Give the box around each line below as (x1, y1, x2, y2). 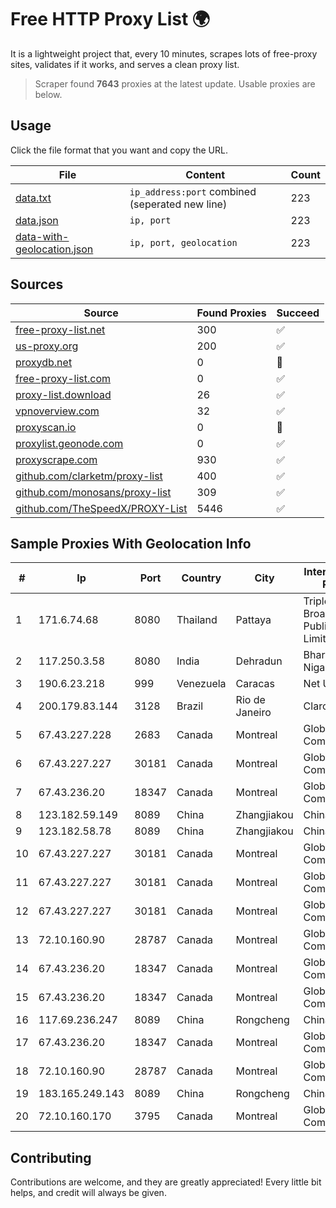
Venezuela (176, 677, 227, 691)
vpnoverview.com (15, 404, 100, 418)
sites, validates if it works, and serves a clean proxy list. (10, 58, 240, 70)
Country (181, 571, 222, 585)
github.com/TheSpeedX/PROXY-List (15, 501, 188, 515)
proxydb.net (15, 355, 73, 369)
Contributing (10, 1149, 92, 1166)
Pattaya (235, 613, 272, 627)
